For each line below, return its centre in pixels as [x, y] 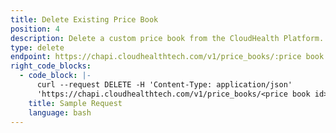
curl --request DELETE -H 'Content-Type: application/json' [164, 85]
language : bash [60, 112]
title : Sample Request [75, 103]
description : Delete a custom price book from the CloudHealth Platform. [167, 38]
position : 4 [35, 29]
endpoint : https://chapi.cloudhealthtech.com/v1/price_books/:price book [167, 57]
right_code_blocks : [51, 66]
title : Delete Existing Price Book [84, 19]
